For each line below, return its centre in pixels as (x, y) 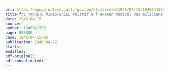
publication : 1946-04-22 (31, 42)
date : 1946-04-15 (23, 19)
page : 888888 (19, 33)
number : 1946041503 (26, 28)
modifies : (16, 51)
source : (13, 24)
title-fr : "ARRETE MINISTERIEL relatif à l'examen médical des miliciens (84, 14)
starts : (13, 47)
